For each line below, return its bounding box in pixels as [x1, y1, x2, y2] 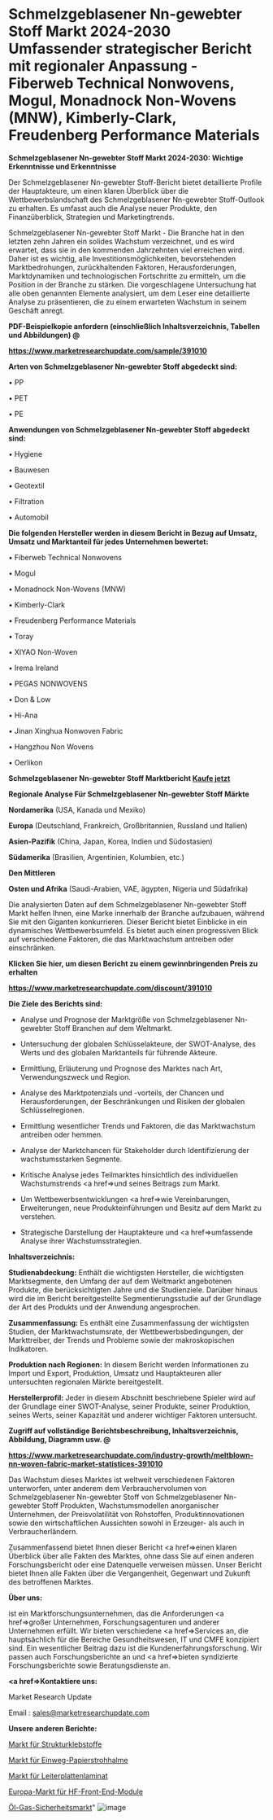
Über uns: [8, 1593, 43, 1603]
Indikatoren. [8, 1344, 49, 1353]
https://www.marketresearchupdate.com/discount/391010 [8, 983, 213, 993]
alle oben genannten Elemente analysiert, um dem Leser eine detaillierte [8, 288, 250, 298]
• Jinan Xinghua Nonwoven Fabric [8, 726, 123, 735]
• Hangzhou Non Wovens [8, 742, 94, 752]
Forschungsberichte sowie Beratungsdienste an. [8, 1660, 171, 1670]
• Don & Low [8, 694, 51, 704]
